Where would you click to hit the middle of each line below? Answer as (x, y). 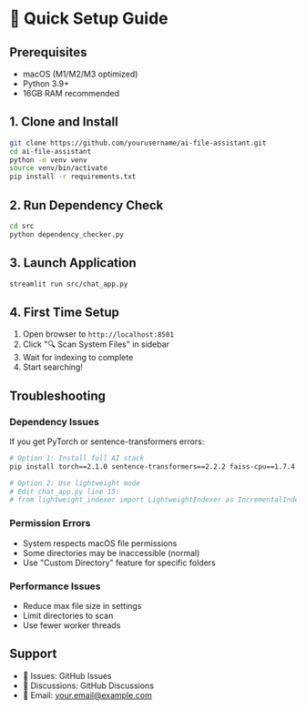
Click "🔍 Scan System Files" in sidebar (96, 344)
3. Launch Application (73, 263)
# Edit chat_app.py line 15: (65, 492)
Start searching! (53, 367)
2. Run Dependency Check (87, 205)
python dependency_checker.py (67, 234)
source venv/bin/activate (58, 168)
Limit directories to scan (68, 615)
